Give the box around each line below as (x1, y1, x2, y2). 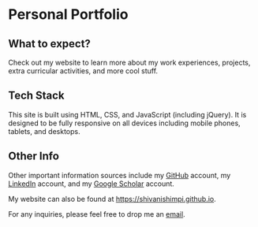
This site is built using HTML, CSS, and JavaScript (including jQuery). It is (8, 110, 247, 119)
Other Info (8, 150, 59, 163)
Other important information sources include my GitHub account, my (8, 170, 231, 180)
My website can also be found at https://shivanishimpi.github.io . (8, 194, 217, 203)
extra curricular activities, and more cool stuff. (8, 66, 159, 76)
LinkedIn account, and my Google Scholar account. (8, 179, 175, 188)
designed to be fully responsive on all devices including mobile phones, (8, 118, 241, 128)
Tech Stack (8, 89, 65, 102)
